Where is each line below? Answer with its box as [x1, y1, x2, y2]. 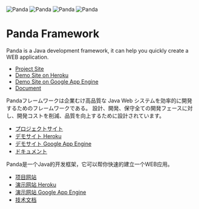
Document [15, 84, 41, 91]
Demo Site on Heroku [15, 71, 69, 79]
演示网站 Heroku [15, 181, 56, 188]
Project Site [15, 65, 44, 72]
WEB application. [6, 53, 49, 61]
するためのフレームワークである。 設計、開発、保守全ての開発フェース [6, 104, 183, 111]
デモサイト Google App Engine [15, 140, 92, 147]
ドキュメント [15, 147, 47, 154]
